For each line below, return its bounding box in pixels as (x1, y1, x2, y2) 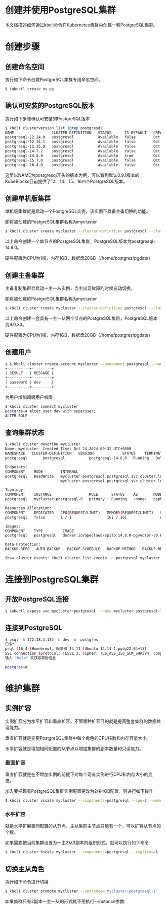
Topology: (5, 487, 26, 492)
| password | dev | (5, 380, 54, 385)
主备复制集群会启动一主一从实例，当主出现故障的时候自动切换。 (5, 285, 135, 291)
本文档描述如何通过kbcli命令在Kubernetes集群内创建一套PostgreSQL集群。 (5, 22, 158, 28)
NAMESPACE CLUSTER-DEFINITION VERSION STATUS (5, 451, 136, 456)
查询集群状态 (5, 428, 44, 437)
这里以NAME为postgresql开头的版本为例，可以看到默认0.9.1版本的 (5, 172, 140, 178)
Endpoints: (5, 464, 28, 469)
